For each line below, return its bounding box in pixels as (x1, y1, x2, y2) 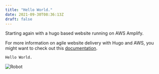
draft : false (5, 16, 33, 21)
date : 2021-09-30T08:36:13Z (5, 12, 64, 17)
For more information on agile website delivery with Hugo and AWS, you (5, 40, 154, 46)
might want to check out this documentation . (5, 45, 98, 51)
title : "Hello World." (5, 7, 53, 12)
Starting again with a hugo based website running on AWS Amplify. (5, 30, 144, 36)
